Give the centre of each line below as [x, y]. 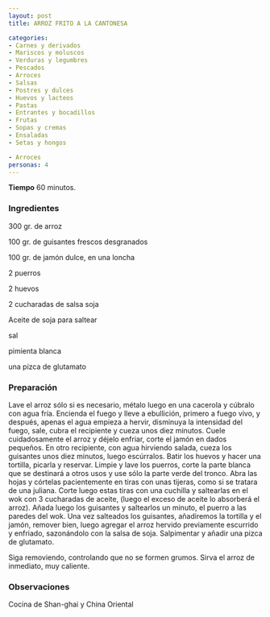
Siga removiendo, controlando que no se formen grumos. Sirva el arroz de [132, 557]
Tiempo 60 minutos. [42, 188]
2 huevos [24, 288]
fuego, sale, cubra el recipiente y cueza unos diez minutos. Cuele [117, 430]
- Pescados [27, 68]
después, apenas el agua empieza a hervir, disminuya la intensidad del [126, 422]
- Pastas [23, 106]
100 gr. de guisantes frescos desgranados [78, 242]
